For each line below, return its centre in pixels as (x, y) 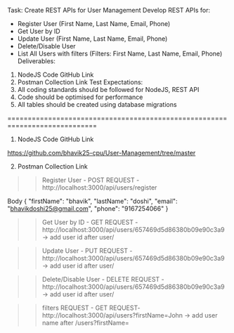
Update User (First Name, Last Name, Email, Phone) (92, 39)
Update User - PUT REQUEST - (87, 251)
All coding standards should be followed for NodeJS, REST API (108, 90)
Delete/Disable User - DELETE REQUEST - (103, 279)
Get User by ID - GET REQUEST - (90, 222)
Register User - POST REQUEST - (91, 180)
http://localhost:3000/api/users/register (99, 188)
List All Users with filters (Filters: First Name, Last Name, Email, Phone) (120, 53)
